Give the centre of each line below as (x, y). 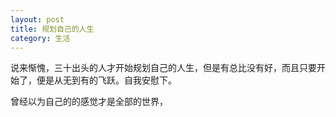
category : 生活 (40, 38)
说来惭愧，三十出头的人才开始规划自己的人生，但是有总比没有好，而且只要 (163, 68)
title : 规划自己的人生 (52, 29)
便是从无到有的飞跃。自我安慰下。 (106, 80)
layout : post (37, 19)
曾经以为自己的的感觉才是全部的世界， (89, 102)
